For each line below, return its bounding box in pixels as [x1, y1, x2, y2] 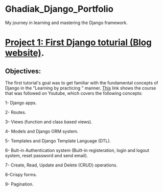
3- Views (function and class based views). [5, 119, 93, 125]
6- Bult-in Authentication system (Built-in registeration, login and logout [5, 147, 149, 153]
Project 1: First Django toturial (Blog [5, 37, 152, 48]
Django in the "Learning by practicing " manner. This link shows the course [5, 85, 157, 91]
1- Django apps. [5, 100, 37, 106]
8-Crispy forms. [5, 171, 37, 177]
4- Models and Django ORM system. [5, 128, 78, 134]
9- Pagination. [5, 181, 34, 187]
